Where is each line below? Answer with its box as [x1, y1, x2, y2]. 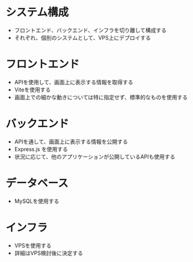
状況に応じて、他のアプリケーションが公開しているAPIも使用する [14, 153, 176, 160]
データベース [5, 176, 69, 190]
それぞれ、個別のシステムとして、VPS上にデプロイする [14, 34, 151, 41]
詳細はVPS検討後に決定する [14, 249, 84, 257]
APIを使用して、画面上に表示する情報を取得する [14, 78, 133, 86]
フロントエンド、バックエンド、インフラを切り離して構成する [14, 27, 167, 34]
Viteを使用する [14, 86, 51, 93]
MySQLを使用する [14, 197, 60, 205]
